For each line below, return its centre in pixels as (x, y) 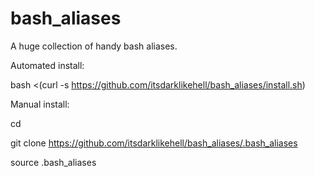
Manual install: (40, 104)
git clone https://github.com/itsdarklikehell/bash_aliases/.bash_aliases (154, 143)
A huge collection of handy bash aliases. (94, 46)
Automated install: (47, 65)
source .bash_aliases (53, 162)
